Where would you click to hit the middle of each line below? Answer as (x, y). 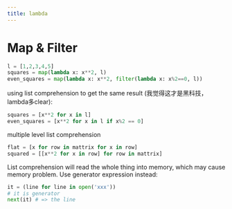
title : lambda (28, 13)
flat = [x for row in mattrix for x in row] (72, 147)
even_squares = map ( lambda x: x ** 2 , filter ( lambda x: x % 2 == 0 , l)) (105, 79)
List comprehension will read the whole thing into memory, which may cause (116, 167)
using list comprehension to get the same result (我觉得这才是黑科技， (107, 93)
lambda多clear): (30, 102)
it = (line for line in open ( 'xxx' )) (62, 187)
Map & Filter (43, 47)
